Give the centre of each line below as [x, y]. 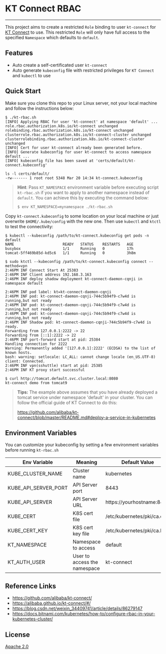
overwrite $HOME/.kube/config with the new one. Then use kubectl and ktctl [83, 221]
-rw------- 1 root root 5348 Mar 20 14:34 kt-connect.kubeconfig [74, 178]
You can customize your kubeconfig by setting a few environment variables [82, 445]
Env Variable [38, 462]
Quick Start [23, 91]
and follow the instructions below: [40, 108]
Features [19, 53]
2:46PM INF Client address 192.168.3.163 [48, 275]
